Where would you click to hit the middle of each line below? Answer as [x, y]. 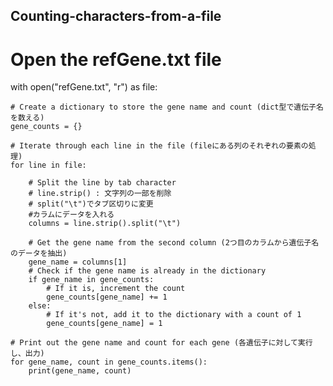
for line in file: [48, 165]
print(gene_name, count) [80, 371]
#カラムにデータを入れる [71, 215]
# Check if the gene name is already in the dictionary [147, 271]
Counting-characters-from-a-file [116, 16]
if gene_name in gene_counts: [91, 280]
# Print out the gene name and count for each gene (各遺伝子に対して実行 [161, 343]
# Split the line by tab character [102, 183]
